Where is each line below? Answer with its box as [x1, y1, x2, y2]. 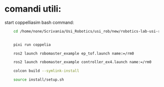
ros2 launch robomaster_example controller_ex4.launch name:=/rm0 [13, 60, 152, 65]
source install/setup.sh [13, 77, 64, 82]
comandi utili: [4, 3, 62, 15]
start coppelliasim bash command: [4, 19, 74, 25]
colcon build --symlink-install [13, 69, 79, 73]
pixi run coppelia [13, 42, 51, 47]
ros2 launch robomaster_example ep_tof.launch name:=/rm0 [13, 51, 134, 56]
